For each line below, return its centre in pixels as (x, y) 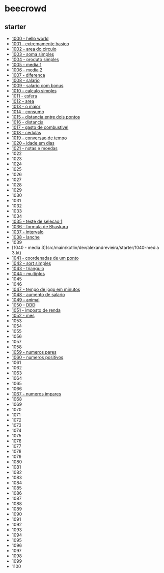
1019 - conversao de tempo (39, 138)
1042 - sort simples (31, 263)
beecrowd (26, 9)
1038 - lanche (26, 237)
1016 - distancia (27, 122)
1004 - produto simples (35, 59)
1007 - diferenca (28, 75)
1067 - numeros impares (36, 394)
